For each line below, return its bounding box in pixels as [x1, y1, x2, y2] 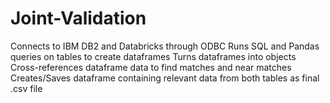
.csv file [10, 82, 43, 94]
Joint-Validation [10, 7, 147, 30]
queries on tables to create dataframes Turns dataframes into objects [10, 50, 297, 62]
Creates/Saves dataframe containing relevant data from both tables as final [10, 72, 320, 84]
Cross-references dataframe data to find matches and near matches [10, 61, 292, 73]
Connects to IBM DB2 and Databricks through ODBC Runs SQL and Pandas [10, 40, 320, 52]
